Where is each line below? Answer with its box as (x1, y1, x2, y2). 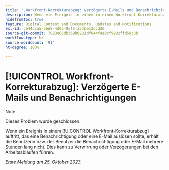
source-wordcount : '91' (5, 40, 55, 45)
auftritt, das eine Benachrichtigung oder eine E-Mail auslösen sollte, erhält (5, 133, 159, 139)
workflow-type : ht (5, 36, 44, 41)
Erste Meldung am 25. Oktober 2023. (5, 159, 82, 165)
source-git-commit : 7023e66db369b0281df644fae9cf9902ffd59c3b (5, 31, 138, 36)
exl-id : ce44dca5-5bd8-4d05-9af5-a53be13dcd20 (5, 26, 105, 31)
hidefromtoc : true (5, 17, 44, 22)
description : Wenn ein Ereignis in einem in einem (5, 12, 114, 17)
